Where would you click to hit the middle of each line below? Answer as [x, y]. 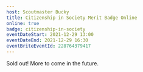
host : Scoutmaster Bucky [38, 12]
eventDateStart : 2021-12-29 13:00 [50, 35]
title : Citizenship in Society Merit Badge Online [72, 18]
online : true [23, 23]
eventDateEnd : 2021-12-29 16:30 [47, 40]
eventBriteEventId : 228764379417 [49, 46]
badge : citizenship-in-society [46, 29]
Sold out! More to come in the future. [53, 63]
